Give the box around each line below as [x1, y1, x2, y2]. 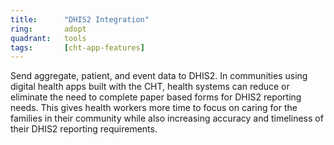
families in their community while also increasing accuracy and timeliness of [10, 112, 324, 125]
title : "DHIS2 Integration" [10, 14, 150, 25]
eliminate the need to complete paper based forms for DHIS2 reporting [10, 91, 302, 103]
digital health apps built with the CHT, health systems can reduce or [10, 81, 290, 93]
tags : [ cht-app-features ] [10, 42, 145, 53]
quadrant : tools [10, 33, 87, 43]
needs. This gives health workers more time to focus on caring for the [10, 102, 298, 114]
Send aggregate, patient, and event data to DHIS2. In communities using [10, 70, 308, 82]
